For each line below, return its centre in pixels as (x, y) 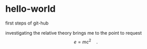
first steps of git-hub (27, 23)
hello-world (31, 9)
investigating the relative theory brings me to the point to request (73, 33)
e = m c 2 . (86, 41)
